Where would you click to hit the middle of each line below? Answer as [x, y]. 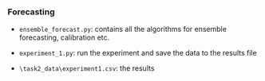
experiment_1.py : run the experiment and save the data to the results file [138, 53]
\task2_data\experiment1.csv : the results [87, 68]
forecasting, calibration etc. [64, 37]
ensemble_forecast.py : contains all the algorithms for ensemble [123, 29]
